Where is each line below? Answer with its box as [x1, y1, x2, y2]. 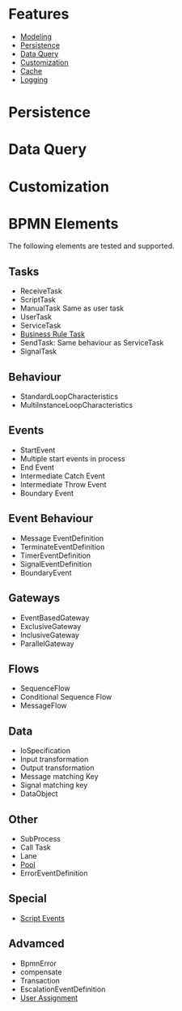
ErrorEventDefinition [19, 868, 88, 878]
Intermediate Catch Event [19, 471, 105, 481]
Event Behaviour [8, 512, 94, 525]
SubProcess [19, 833, 61, 843]
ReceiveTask [19, 286, 62, 296]
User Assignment [19, 992, 78, 1002]
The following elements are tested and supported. [8, 241, 175, 251]
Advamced [8, 937, 65, 951]
